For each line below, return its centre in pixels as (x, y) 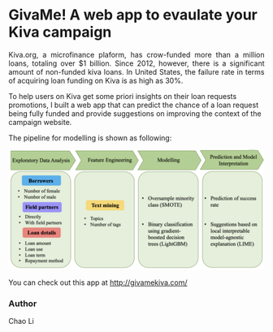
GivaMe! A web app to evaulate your (133, 15)
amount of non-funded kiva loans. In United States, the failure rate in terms (136, 71)
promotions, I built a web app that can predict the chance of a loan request (133, 105)
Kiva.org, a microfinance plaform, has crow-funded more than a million (136, 54)
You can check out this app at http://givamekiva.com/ (98, 282)
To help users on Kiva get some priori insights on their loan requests (123, 96)
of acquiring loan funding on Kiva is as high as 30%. (96, 80)
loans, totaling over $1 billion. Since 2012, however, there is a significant (136, 63)
